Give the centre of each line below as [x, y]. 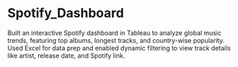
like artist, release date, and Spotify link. [66, 56]
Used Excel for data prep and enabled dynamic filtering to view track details [119, 48]
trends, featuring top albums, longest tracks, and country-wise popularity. [116, 40]
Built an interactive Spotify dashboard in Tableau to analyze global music [114, 33]
